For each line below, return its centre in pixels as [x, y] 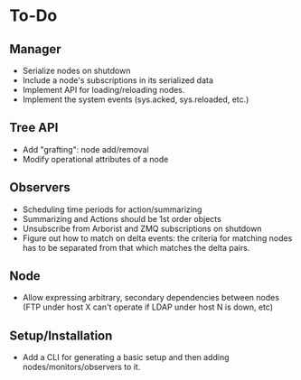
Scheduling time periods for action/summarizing [112, 209]
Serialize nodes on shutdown [76, 70]
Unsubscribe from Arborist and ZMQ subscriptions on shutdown [142, 228]
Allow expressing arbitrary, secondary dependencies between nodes [151, 298]
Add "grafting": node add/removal [85, 149]
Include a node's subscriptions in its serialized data [118, 80]
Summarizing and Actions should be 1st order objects [122, 218]
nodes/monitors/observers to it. [81, 367]
